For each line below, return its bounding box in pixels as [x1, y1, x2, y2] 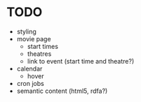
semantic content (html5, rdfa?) [16, 87, 108, 95]
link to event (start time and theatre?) [27, 57, 135, 65]
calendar [16, 64, 43, 73]
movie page [16, 34, 51, 43]
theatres [27, 50, 52, 58]
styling [16, 27, 36, 36]
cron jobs [16, 79, 45, 87]
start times [27, 42, 59, 50]
